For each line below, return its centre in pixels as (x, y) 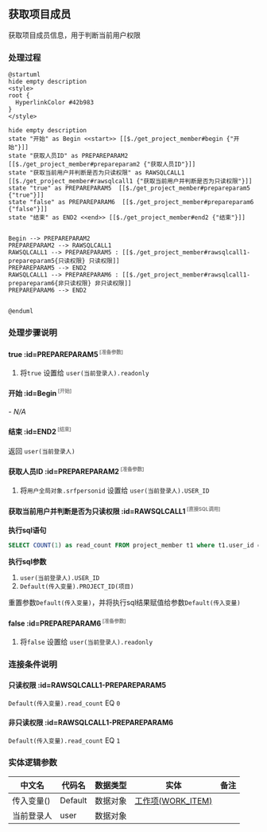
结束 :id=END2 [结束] (40, 431)
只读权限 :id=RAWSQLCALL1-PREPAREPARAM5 (87, 685)
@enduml (21, 312)
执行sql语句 (27, 530)
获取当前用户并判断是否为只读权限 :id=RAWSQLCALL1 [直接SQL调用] (114, 510)
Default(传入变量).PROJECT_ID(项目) (77, 587)
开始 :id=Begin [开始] (40, 393)
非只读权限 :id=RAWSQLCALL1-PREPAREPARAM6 (91, 722)
